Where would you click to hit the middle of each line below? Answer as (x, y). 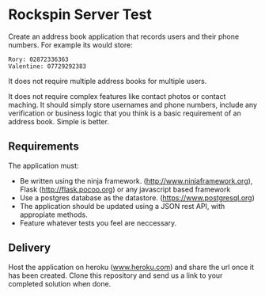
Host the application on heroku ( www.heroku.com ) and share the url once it (131, 267)
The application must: (44, 165)
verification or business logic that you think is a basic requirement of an (125, 113)
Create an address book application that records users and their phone (124, 36)
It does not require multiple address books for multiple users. (108, 81)
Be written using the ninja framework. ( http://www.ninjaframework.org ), (136, 180)
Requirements (44, 147)
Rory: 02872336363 (38, 59)
